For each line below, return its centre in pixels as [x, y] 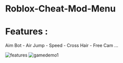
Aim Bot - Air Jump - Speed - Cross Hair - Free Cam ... [62, 45]
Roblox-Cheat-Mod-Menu [60, 9]
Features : [27, 32]
